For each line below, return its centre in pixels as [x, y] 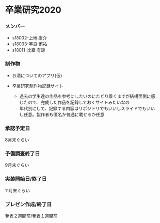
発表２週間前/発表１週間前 [32, 216]
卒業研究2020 [33, 10]
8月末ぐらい [17, 140]
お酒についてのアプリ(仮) [37, 75]
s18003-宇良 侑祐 [30, 44]
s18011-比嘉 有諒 [29, 50]
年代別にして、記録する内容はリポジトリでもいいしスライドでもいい [87, 108]
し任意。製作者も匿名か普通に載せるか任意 [62, 114]
